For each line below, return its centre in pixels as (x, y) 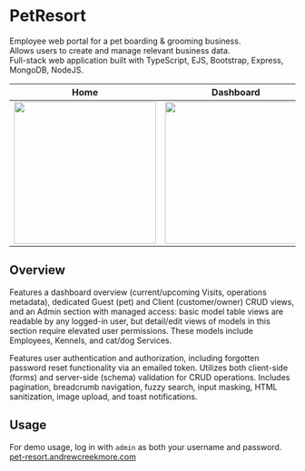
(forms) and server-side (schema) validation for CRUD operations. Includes (150, 377)
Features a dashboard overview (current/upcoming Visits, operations (138, 292)
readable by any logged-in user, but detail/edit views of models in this (140, 321)
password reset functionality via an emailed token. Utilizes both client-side (149, 368)
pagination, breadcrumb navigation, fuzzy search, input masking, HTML (144, 387)
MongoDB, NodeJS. (47, 70)
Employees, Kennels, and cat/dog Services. (91, 340)
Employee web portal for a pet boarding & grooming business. (125, 41)
